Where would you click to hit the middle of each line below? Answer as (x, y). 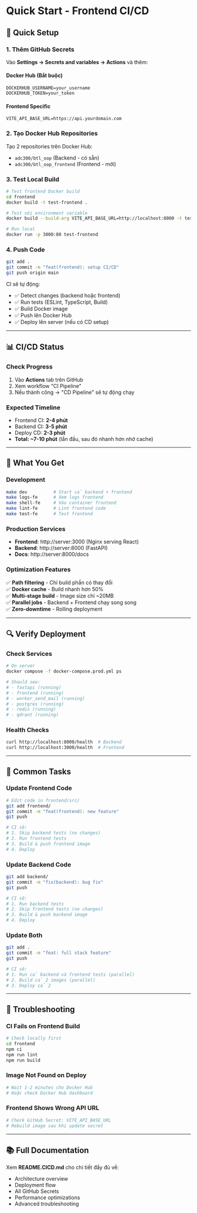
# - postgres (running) (35, 704)
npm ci (14, 1049)
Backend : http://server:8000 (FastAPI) (61, 548)
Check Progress (29, 367)
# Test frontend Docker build (43, 191)
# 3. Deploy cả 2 (28, 985)
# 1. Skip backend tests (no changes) (53, 833)
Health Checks (28, 730)
